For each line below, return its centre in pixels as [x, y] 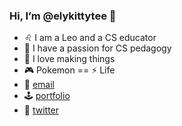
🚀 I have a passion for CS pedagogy [97, 48]
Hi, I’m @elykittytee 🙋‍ [63, 16]
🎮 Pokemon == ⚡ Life [69, 70]
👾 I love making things [69, 59]
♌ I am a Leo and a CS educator [90, 38]
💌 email [39, 85]
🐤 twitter [41, 110]
